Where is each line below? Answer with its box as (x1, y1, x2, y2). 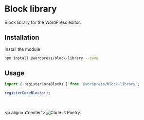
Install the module (4, 46, 40, 52)
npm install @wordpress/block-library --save (4, 56, 98, 60)
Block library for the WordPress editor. (4, 19, 81, 25)
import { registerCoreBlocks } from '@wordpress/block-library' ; (4, 82, 140, 87)
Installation (4, 33, 39, 42)
